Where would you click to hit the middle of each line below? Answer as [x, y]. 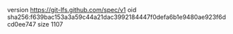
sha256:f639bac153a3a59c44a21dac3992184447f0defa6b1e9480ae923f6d [116, 17]
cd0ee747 [22, 24]
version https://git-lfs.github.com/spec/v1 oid [72, 10]
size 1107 [50, 24]
